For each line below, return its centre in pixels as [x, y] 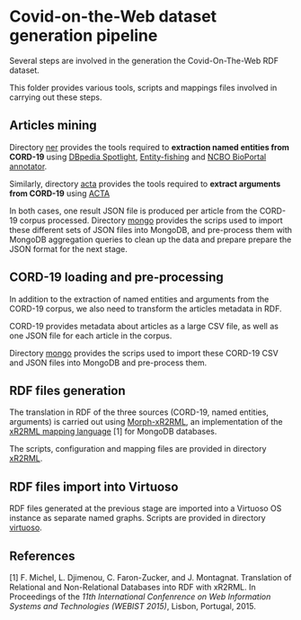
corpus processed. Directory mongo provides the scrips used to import [151, 220]
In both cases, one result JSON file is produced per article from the [133, 211]
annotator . [28, 166]
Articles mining [53, 126]
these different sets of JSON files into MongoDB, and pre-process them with [151, 229]
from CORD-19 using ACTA [60, 193]
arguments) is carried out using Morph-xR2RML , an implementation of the [146, 422]
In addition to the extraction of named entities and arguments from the [139, 299]
